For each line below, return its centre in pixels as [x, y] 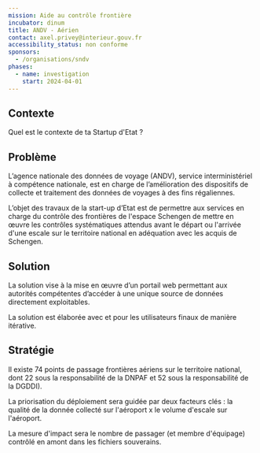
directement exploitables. [49, 302]
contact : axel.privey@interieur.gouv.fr [75, 37]
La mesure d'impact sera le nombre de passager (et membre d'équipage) [127, 433]
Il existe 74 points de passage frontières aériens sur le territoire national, [125, 369]
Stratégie [31, 350]
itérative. [22, 325]
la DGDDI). [25, 386]
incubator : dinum [37, 23]
